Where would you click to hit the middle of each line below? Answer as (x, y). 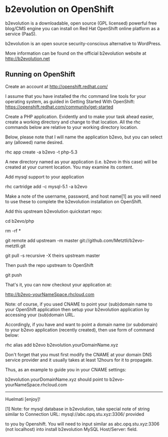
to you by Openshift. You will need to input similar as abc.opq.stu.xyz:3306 (82, 424)
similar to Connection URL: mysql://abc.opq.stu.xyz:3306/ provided (74, 414)
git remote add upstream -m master (42, 240)
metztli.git (15, 246)
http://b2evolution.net (27, 58)
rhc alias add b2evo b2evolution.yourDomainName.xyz (62, 345)
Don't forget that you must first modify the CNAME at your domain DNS (78, 354)
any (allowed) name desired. (34, 142)
